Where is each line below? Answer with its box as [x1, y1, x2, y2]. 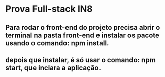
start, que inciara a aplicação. [5, 63, 102, 72]
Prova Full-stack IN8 [5, 3, 93, 15]
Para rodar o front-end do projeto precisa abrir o [5, 23, 160, 32]
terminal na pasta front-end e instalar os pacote [5, 31, 160, 39]
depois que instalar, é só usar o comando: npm [5, 56, 156, 64]
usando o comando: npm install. [5, 39, 109, 47]
